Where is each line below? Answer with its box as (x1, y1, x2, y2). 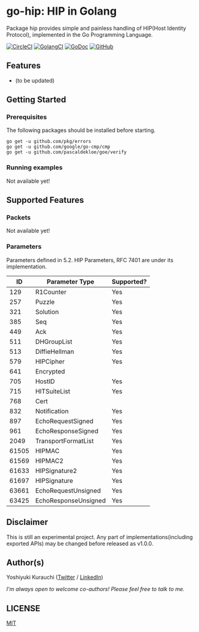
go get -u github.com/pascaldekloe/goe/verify (6, 149, 127, 155)
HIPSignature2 (35, 466, 78, 475)
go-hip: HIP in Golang (6, 4, 117, 18)
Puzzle (35, 298, 55, 306)
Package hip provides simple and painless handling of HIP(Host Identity (6, 24, 186, 32)
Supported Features (6, 195, 84, 205)
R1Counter (35, 287, 67, 296)
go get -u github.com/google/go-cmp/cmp (6, 144, 111, 150)
